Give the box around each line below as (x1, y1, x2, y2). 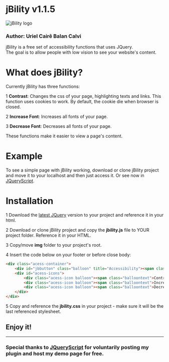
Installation (6, 196, 54, 207)
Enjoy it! (6, 323, 32, 331)
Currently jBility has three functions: (6, 84, 80, 90)
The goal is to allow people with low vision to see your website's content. (6, 49, 157, 56)
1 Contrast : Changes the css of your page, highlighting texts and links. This (6, 93, 161, 99)
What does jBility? (6, 67, 83, 78)
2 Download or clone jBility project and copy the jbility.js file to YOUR (6, 227, 149, 233)
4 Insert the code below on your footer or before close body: (6, 252, 131, 258)
